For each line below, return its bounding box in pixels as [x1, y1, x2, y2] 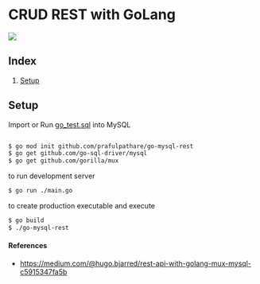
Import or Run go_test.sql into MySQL [8, 119, 131, 129]
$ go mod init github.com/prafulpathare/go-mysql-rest [8, 142, 194, 150]
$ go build [8, 216, 45, 224]
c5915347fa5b [19, 267, 68, 277]
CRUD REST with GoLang [8, 6, 177, 24]
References [8, 241, 48, 251]
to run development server [8, 171, 95, 181]
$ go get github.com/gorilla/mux [8, 157, 119, 165]
